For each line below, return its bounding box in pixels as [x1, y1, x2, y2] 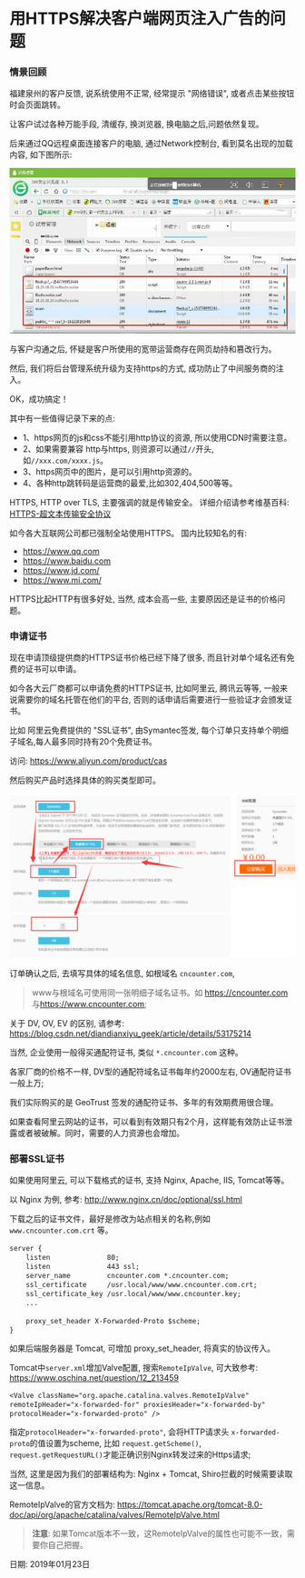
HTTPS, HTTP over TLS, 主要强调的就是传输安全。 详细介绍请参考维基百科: [9, 497, 290, 508]
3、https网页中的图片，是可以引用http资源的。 [22, 466, 197, 477]
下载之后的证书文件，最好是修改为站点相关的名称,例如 [9, 1213, 212, 1224]
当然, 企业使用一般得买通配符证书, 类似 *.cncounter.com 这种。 [9, 1046, 243, 1057]
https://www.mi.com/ [22, 574, 103, 586]
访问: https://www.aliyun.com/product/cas [9, 755, 168, 766]
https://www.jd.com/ [22, 565, 100, 576]
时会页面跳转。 [9, 99, 65, 110]
